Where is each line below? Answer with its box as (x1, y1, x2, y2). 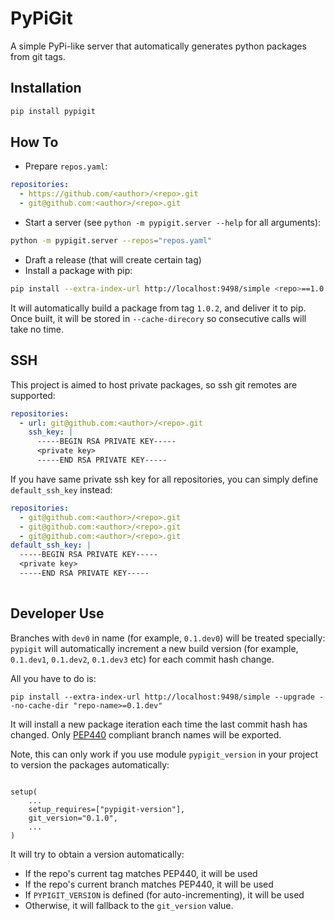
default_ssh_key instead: (10, 483, 113, 496)
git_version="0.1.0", (28, 813, 118, 823)
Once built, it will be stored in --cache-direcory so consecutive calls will (10, 312, 307, 324)
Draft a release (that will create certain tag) (24, 253, 202, 266)
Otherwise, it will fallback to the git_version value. (24, 899, 234, 911)
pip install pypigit (10, 106, 97, 116)
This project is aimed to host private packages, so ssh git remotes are (10, 378, 298, 391)
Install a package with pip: (24, 264, 133, 276)
